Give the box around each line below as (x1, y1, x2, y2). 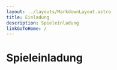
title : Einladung (6, 14, 50, 20)
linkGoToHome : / (6, 25, 47, 32)
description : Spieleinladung (6, 20, 79, 26)
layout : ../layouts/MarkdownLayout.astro (6, 8, 112, 15)
